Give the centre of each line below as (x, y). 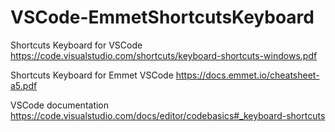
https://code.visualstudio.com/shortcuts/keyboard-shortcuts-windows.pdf (164, 55)
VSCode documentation (60, 105)
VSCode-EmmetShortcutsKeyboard (162, 17)
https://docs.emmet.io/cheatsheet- (247, 75)
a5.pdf (24, 85)
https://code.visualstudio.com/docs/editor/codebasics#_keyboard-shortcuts (168, 115)
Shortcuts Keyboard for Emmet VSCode (92, 75)
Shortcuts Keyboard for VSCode (76, 45)
